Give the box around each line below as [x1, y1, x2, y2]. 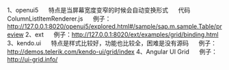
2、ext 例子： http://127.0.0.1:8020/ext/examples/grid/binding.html [25, 30, 219, 38]
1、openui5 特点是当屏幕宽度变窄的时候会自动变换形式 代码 [7, 6, 191, 14]
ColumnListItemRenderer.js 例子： [7, 14, 111, 23]
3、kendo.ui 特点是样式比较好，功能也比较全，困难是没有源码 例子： [7, 39, 217, 47]
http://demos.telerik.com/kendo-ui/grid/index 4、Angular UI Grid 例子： [7, 47, 217, 56]
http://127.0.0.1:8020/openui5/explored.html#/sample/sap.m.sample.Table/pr [7, 23, 222, 30]
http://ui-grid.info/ [7, 56, 58, 63]
